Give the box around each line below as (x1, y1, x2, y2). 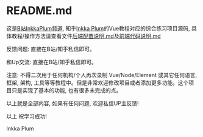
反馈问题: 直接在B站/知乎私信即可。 (6, 45, 96, 53)
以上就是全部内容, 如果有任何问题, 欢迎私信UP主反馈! (6, 99, 139, 107)
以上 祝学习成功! (6, 113, 47, 120)
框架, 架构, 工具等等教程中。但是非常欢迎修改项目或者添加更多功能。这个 (6, 79, 189, 86)
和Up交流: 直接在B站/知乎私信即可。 (6, 58, 98, 65)
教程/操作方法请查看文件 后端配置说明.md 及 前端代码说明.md (11, 32, 161, 40)
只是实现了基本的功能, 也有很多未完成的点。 (11, 86, 122, 94)
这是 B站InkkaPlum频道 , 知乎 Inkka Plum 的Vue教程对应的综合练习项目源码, (6, 24, 190, 32)
